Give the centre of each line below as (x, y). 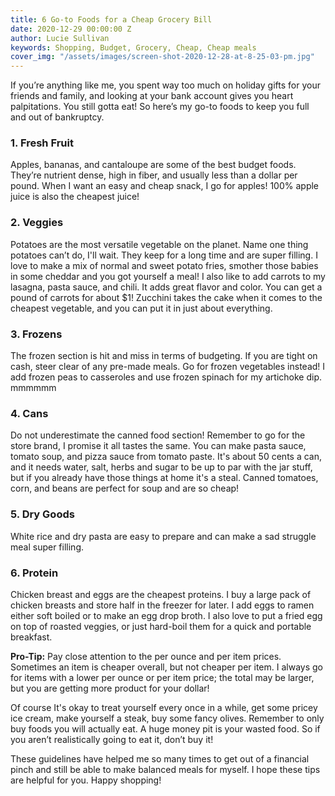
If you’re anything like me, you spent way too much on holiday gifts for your (165, 85)
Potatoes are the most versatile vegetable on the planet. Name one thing (159, 244)
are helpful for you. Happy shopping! (86, 780)
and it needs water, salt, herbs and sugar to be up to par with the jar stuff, (161, 467)
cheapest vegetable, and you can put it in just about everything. (141, 308)
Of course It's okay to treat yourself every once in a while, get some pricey (164, 707)
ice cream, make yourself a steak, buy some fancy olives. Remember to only (167, 718)
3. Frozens (36, 334)
